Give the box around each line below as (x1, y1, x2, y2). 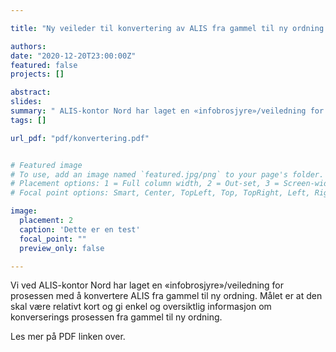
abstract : (10, 87, 52, 98)
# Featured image (10, 160, 83, 170)
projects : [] (10, 69, 65, 80)
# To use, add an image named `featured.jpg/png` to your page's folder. (10, 169, 325, 180)
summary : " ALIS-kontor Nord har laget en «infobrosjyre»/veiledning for (10, 106, 325, 116)
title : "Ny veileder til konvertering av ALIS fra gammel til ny (10, 23, 288, 33)
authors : (10, 41, 47, 51)
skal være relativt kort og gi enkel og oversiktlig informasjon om (10, 301, 272, 313)
